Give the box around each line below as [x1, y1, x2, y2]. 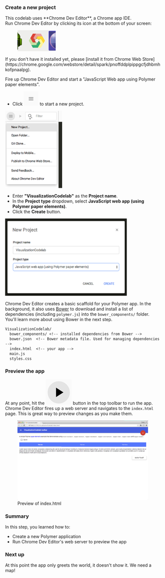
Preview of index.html [17, 500, 62, 506]
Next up [5, 551, 25, 558]
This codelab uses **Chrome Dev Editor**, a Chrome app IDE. [5, 15, 132, 21]
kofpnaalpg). [5, 67, 31, 73]
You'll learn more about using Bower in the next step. [5, 317, 113, 323]
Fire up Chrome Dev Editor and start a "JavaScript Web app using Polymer [5, 76, 156, 83]
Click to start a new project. [12, 101, 85, 107]
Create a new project [5, 4, 56, 11]
